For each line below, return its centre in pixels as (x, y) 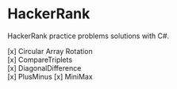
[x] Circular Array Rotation (50, 51)
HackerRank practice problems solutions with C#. (88, 36)
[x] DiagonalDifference (44, 68)
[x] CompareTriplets (40, 60)
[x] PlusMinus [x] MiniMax (50, 76)
